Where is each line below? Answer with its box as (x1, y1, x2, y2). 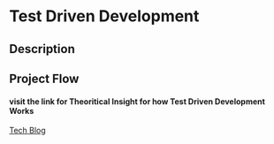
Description (9, 42, 75, 57)
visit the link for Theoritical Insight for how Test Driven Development (9, 95, 265, 107)
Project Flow (9, 71, 80, 86)
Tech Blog (9, 125, 46, 136)
